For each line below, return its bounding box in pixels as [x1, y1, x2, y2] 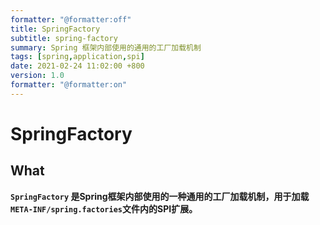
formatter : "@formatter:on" [10, 80, 128, 90]
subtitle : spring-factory [10, 33, 118, 43]
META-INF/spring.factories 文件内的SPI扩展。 [10, 202, 198, 215]
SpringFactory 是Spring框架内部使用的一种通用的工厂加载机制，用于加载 [10, 190, 310, 202]
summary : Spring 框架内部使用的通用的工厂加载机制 [10, 42, 202, 53]
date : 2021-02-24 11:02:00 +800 [10, 61, 145, 71]
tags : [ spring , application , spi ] [10, 52, 145, 62]
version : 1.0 [10, 71, 65, 81]
